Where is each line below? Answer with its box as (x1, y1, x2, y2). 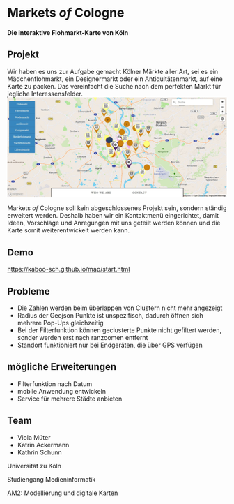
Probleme (7, 285, 50, 297)
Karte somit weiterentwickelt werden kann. (7, 226, 130, 235)
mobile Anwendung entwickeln (17, 387, 107, 395)
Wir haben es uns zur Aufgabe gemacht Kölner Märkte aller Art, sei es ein (7, 67, 218, 75)
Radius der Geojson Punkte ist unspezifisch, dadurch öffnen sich (17, 311, 203, 320)
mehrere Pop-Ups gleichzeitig (17, 319, 104, 327)
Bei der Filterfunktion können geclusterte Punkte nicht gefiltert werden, (17, 326, 221, 334)
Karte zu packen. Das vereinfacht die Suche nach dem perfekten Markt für (7, 82, 221, 90)
